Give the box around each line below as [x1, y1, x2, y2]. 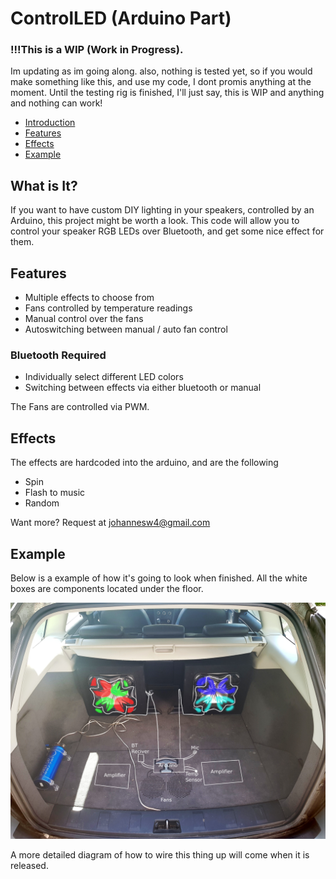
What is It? [10, 177, 78, 194]
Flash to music [24, 487, 86, 499]
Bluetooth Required [10, 348, 107, 362]
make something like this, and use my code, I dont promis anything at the [10, 76, 312, 88]
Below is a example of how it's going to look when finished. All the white [10, 572, 308, 584]
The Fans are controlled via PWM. [10, 401, 150, 413]
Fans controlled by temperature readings [24, 302, 193, 314]
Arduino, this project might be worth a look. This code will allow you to [10, 215, 300, 227]
